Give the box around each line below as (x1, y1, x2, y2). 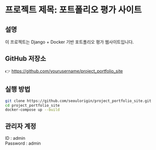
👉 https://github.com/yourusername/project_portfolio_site (5, 68, 123, 74)
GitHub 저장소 (5, 54, 46, 63)
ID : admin (5, 135, 26, 141)
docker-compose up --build (5, 107, 60, 112)
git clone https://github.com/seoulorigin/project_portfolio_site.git (5, 98, 152, 103)
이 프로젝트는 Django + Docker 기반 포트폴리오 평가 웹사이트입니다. (5, 39, 134, 45)
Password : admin (5, 140, 41, 146)
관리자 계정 (5, 122, 37, 130)
